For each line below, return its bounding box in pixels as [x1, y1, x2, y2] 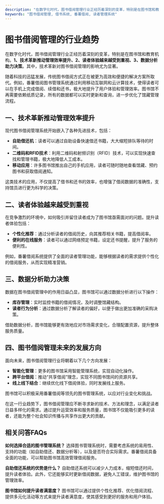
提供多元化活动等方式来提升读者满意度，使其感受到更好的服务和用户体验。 [5, 493, 155, 500]
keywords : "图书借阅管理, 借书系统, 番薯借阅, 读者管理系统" [5, 12, 117, 17]
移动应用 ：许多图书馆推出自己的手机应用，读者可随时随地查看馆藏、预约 [12, 162, 158, 168]
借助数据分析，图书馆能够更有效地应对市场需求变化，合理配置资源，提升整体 [5, 322, 159, 328]
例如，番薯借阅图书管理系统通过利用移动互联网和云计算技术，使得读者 [13, 80, 155, 86]
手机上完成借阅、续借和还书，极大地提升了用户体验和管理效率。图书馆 [13, 86, 155, 92]
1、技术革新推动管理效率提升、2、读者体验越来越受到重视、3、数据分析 [14, 57, 158, 63]
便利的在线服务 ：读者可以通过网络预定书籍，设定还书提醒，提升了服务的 [12, 237, 158, 243]
